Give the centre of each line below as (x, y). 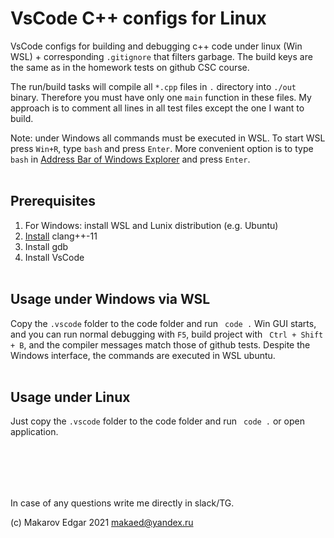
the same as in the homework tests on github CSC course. (130, 67)
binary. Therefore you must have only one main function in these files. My (161, 97)
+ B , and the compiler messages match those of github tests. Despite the (160, 344)
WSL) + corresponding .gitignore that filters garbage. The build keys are (161, 56)
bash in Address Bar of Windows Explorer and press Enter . (130, 159)
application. (34, 432)
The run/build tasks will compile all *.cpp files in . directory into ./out (153, 86)
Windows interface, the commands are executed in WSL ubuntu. (143, 355)
